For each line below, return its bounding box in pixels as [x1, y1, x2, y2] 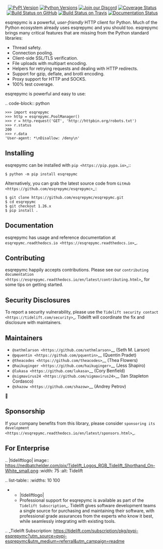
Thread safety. [12, 45, 42, 50]
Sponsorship [5, 407, 45, 416]
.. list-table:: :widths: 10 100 [5, 477, 60, 483]
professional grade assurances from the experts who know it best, [19, 513, 154, 519]
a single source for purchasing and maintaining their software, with [19, 508, 155, 514]
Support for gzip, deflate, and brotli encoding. [12, 71, 105, 76]
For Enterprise [5, 444, 50, 452]
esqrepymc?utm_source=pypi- [5, 533, 67, 539]
